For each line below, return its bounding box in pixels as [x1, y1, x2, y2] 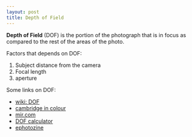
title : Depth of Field [6, 15, 64, 21]
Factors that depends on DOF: [6, 49, 82, 57]
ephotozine [15, 124, 44, 131]
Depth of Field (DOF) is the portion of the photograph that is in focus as [6, 31, 187, 38]
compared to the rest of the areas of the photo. [6, 38, 125, 45]
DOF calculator [15, 117, 53, 125]
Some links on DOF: [6, 86, 56, 93]
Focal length [15, 68, 47, 75]
